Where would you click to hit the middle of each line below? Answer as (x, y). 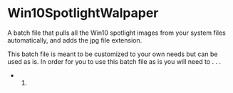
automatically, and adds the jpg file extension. (75, 40)
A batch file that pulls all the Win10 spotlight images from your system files (116, 33)
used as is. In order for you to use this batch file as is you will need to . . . (114, 61)
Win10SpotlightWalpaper (83, 13)
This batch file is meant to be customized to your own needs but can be (113, 54)
